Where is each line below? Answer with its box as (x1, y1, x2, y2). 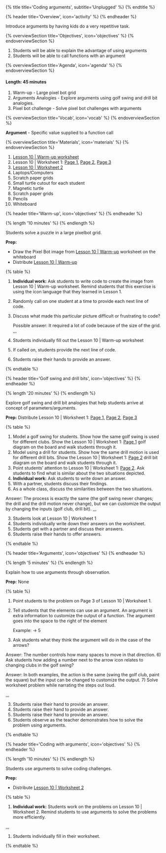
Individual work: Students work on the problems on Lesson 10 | (12, 804, 142, 810)
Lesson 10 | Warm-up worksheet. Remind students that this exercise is (12, 284, 156, 289)
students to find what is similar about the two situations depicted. (12, 470, 145, 476)
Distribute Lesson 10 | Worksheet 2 (12, 785, 84, 790)
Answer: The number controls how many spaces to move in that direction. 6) (5, 652, 161, 658)
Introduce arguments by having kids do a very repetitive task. (5, 23, 130, 29)
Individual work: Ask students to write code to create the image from (12, 278, 154, 284)
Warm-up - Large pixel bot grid (12, 90, 76, 95)
